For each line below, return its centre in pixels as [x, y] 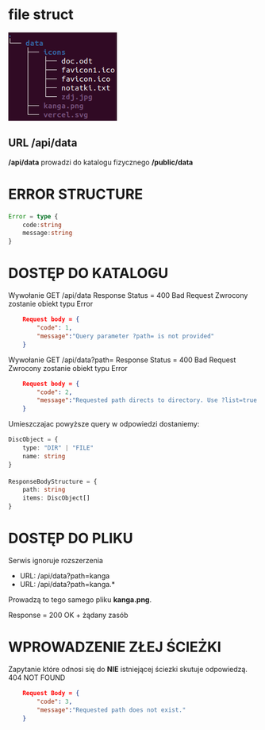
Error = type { [33, 216]
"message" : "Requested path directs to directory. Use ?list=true [147, 400]
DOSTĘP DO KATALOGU [88, 274]
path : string [44, 490]
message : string [48, 233]
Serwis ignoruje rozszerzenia [56, 560]
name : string [44, 456]
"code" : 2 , [55, 392]
